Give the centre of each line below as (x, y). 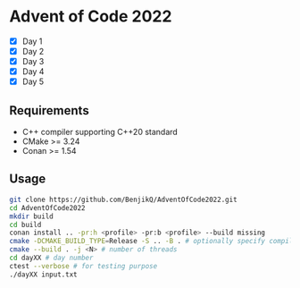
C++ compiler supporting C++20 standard (100, 132)
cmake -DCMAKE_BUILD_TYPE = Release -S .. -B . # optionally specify (137, 241)
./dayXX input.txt (43, 275)
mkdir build (31, 216)
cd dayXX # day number (51, 258)
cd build (25, 224)
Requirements (49, 110)
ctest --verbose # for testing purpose (83, 266)
